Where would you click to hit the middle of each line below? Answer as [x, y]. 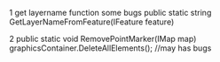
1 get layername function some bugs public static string [110, 13]
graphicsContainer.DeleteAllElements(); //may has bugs [110, 48]
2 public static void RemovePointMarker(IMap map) [103, 39]
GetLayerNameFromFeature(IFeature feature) [92, 22]
